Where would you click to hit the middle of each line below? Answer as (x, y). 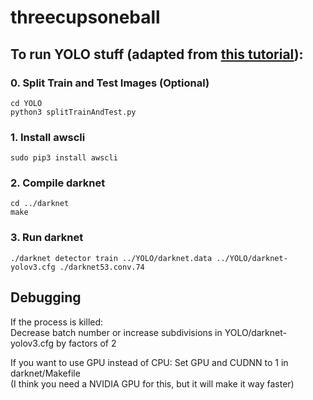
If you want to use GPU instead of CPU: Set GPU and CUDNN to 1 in (149, 362)
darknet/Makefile (45, 373)
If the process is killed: (57, 322)
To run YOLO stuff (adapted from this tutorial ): (157, 54)
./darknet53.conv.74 (102, 267)
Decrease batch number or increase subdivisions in (116, 332)
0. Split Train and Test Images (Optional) (110, 83)
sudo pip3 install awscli (64, 158)
